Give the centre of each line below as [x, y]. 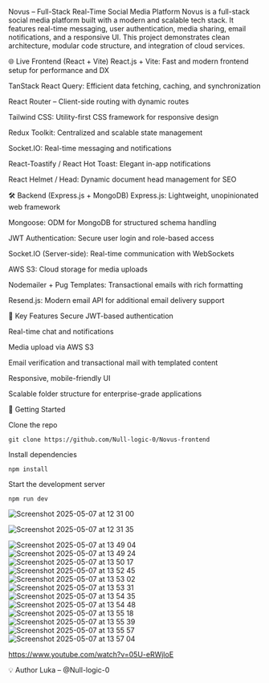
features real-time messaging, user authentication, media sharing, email [127, 29]
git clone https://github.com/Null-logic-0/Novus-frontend [109, 440]
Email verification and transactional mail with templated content [113, 362]
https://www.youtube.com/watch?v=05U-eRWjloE [91, 654]
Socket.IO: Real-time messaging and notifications [90, 148]
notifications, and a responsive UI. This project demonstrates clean [119, 37]
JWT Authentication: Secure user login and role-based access [111, 238]
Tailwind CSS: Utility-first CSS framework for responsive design [114, 117]
